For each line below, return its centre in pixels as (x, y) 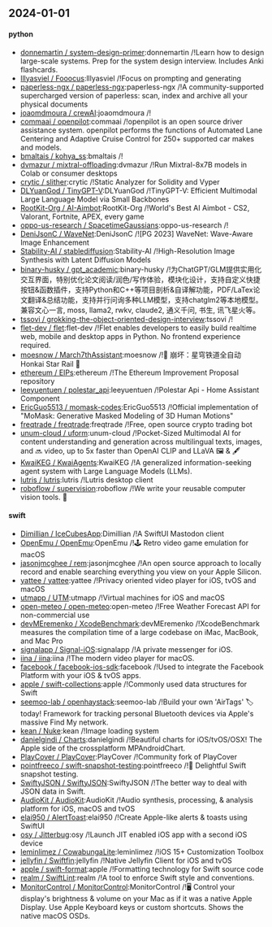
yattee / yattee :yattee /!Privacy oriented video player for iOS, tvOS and (138, 580)
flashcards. (39, 69)
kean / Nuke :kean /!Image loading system (90, 730)
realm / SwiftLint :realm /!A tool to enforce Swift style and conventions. (137, 877)
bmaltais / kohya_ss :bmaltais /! (71, 156)
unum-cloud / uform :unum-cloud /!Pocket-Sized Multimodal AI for (131, 433)
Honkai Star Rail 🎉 (50, 363)
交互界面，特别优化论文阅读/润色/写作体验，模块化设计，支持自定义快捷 (140, 279)
